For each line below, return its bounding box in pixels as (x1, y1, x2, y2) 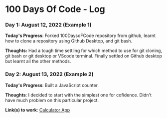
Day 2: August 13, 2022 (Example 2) (5, 71, 94, 78)
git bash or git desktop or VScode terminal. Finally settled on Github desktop (5, 53, 162, 59)
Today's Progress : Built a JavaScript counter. (5, 82, 99, 88)
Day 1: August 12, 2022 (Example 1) (5, 21, 92, 28)
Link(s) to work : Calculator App (5, 106, 70, 113)
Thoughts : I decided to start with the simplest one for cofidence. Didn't (5, 91, 152, 98)
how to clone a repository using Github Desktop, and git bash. (5, 38, 133, 44)
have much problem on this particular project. (5, 97, 99, 103)
